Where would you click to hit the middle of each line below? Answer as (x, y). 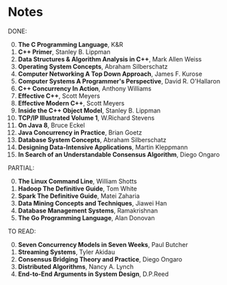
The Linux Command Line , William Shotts (77, 181)
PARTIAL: (21, 168)
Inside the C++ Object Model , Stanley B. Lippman (89, 110)
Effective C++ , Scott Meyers (59, 96)
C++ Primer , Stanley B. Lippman (64, 52)
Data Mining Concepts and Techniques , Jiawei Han (92, 203)
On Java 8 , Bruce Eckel (51, 125)
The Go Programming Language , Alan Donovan (86, 217)
